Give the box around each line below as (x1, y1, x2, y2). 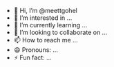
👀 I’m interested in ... (13, 14, 73, 22)
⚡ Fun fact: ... (13, 53, 52, 62)
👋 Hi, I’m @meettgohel (13, 7, 77, 14)
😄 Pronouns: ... (13, 46, 59, 54)
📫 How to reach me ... (13, 36, 78, 44)
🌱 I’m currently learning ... (13, 21, 88, 29)
